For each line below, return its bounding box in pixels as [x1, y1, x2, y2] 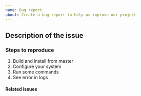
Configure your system [12, 63, 62, 69]
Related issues [5, 86, 37, 92]
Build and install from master [12, 58, 73, 64]
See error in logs [12, 75, 48, 81]
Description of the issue [5, 31, 84, 40]
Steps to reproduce [5, 46, 54, 54]
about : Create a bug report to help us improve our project [5, 12, 137, 17]
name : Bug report [5, 7, 43, 13]
